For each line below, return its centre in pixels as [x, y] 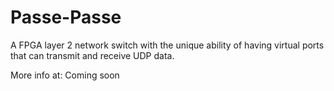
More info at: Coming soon [65, 75]
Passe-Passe [66, 17]
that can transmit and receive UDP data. [92, 55]
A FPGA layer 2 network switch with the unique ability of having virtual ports [167, 45]
